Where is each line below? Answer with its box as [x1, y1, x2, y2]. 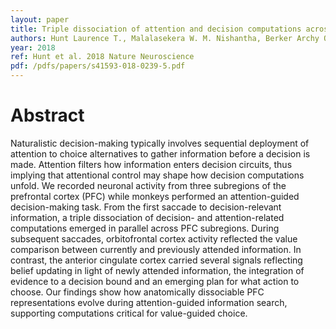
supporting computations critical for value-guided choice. [10, 307, 248, 319]
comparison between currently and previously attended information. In [10, 243, 302, 255]
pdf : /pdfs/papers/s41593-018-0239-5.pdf [10, 61, 186, 71]
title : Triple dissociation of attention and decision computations [10, 24, 302, 34]
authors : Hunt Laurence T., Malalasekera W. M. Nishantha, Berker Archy [10, 33, 320, 43]
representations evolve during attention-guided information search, [10, 296, 288, 308]
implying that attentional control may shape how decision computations [10, 169, 305, 181]
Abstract [10, 104, 85, 127]
